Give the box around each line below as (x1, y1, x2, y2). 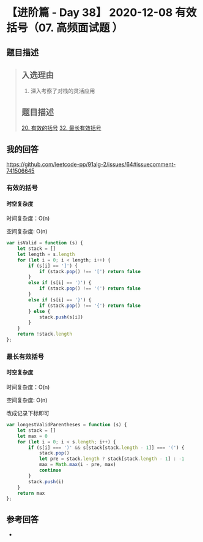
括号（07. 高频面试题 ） (6, 21, 124, 35)
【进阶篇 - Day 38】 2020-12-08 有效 (6, 6, 197, 20)
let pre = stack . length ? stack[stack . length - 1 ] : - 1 (39, 456, 185, 462)
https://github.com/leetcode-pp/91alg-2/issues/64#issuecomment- (6, 160, 176, 168)
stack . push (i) (28, 478, 64, 484)
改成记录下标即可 (6, 410, 50, 417)
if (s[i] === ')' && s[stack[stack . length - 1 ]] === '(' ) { (28, 445, 185, 451)
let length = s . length (17, 251, 75, 257)
